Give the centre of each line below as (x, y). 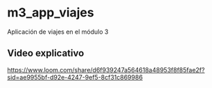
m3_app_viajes (51, 13)
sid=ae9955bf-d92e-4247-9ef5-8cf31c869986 (75, 77)
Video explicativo (46, 53)
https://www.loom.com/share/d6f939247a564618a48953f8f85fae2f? (106, 69)
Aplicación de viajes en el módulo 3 (58, 32)
